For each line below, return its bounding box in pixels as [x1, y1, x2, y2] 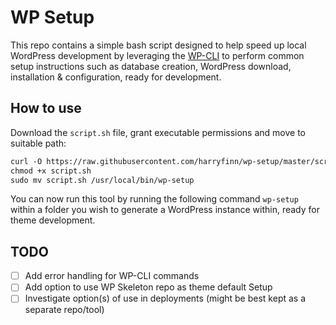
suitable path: [10, 137, 67, 149]
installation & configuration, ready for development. [10, 71, 222, 83]
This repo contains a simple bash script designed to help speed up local [10, 39, 307, 51]
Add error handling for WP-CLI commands [24, 270, 200, 282]
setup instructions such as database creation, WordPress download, [10, 60, 292, 72]
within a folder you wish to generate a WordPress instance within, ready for [10, 204, 320, 216]
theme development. [10, 214, 96, 226]
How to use [10, 100, 82, 117]
